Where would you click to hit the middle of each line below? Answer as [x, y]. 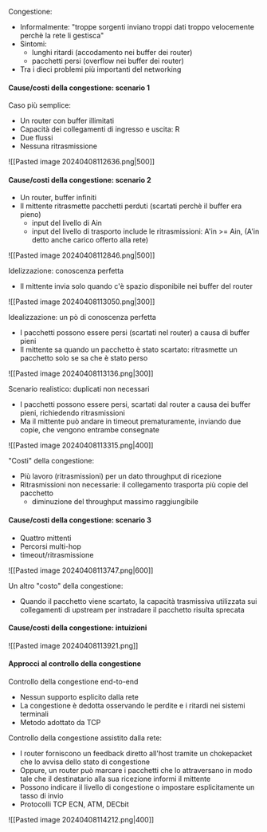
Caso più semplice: [40, 105]
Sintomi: [33, 44]
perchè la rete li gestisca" [62, 35]
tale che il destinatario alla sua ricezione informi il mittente [115, 779]
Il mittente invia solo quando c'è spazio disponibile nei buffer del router [136, 286]
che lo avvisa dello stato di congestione [84, 762]
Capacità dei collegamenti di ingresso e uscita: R [100, 129]
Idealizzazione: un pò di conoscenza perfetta [82, 317]
